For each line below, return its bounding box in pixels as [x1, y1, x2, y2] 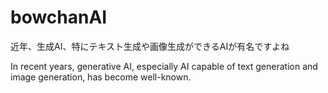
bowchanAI [10, 6, 108, 29]
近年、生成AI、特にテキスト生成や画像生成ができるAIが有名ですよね [10, 40, 290, 52]
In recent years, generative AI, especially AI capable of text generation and [10, 60, 318, 72]
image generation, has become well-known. [10, 71, 192, 83]
